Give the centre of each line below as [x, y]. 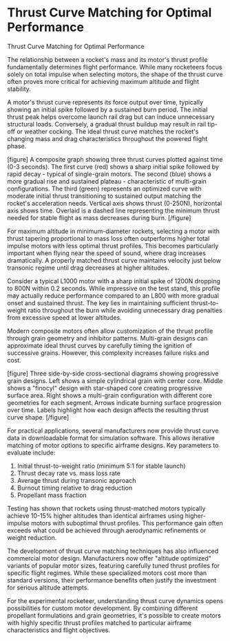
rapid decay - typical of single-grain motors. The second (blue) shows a [109, 174]
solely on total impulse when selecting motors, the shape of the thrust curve [115, 74]
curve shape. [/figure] [38, 417]
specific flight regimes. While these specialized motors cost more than [107, 573]
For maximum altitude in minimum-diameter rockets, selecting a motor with [114, 231]
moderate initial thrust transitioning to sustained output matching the [104, 196]
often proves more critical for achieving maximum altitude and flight [103, 81]
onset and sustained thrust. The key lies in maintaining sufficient [98, 303]
